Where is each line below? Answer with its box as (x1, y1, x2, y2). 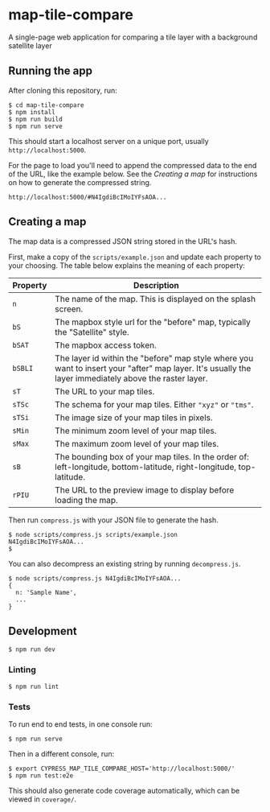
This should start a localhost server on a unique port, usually (8, 136, 209, 146)
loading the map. (55, 494, 118, 505)
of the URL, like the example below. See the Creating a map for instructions (8, 169, 258, 179)
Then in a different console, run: (8, 748, 115, 758)
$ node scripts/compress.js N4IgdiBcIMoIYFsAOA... (8, 574, 182, 583)
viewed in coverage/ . (8, 794, 77, 804)
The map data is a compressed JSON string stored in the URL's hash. (8, 236, 237, 246)
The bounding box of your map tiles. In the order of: (55, 451, 249, 462)
